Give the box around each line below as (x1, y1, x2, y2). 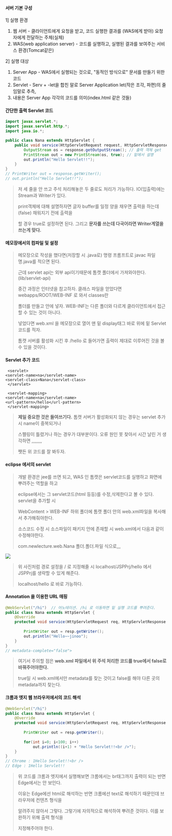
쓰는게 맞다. (17, 227, 42, 233)
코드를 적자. (17, 327, 42, 333)
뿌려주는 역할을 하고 (17, 480, 58, 486)
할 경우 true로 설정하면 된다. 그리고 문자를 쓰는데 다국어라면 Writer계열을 (17, 221, 164, 227)
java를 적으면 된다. (23, 258, 61, 265)
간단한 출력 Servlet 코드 (5, 107, 54, 113)
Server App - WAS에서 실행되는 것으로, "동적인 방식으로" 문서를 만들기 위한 (12, 69, 165, 75)
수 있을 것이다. (17, 344, 47, 350)
